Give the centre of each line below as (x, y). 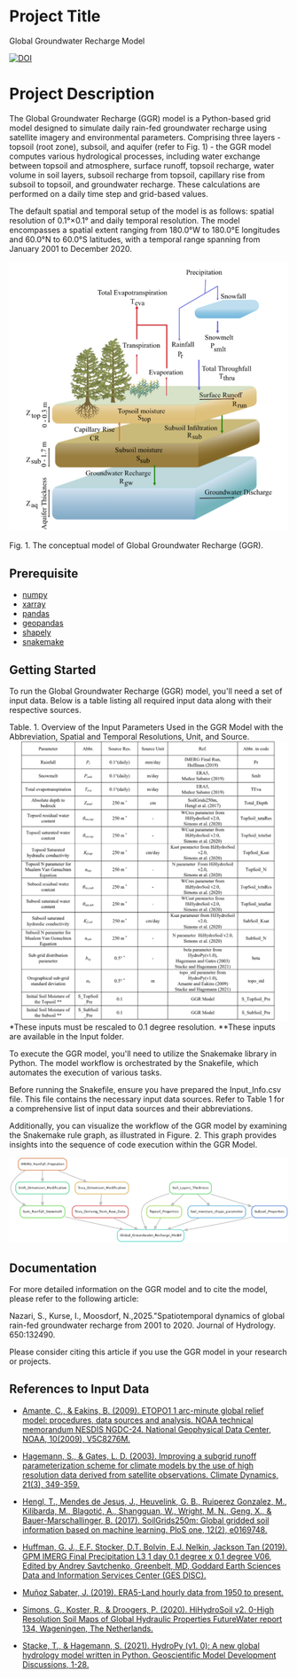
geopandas (43, 623)
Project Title (55, 16)
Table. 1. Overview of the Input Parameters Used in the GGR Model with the (146, 727)
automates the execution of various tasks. (86, 1072)
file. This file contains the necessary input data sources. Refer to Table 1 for (147, 1099)
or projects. (30, 1361)
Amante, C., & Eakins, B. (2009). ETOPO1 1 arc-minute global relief (143, 1410)
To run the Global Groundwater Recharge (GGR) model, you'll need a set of (146, 691)
